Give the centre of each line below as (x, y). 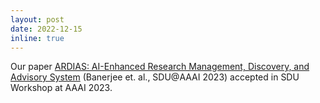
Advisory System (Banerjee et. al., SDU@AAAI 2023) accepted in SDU (155, 77)
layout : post (37, 19)
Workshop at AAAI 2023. (61, 88)
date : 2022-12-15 (46, 29)
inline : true (37, 38)
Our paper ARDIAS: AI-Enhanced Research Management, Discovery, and (160, 67)
